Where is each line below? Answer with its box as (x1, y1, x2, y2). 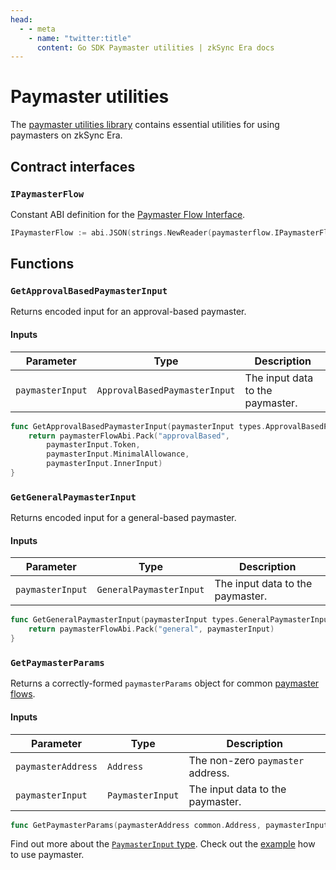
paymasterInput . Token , (46, 440, 141, 450)
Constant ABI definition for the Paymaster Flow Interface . (10, 208, 246, 220)
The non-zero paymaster (188, 753, 305, 767)
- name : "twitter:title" (28, 33, 132, 43)
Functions (10, 256, 75, 273)
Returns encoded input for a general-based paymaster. (10, 512, 237, 524)
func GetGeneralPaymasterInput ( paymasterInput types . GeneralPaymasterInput (10, 615, 333, 625)
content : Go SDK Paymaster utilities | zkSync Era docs (36, 42, 275, 53)
